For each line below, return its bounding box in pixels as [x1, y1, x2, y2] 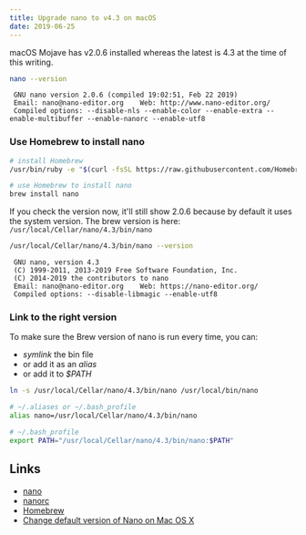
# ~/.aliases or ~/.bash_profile [9, 403, 137, 412]
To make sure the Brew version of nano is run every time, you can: [9, 332, 259, 343]
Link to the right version [9, 311, 117, 324]
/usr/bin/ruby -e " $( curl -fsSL [9, 165, 132, 174]
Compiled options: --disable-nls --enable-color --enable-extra [13, 107, 262, 116]
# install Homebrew [9, 156, 84, 165]
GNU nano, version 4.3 [13, 258, 100, 267]
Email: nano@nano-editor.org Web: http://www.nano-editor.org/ [13, 98, 271, 108]
